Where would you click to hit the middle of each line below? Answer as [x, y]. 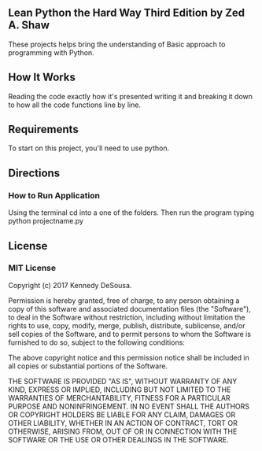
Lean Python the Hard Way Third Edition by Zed [127, 13]
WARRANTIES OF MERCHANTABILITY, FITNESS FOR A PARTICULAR [119, 397]
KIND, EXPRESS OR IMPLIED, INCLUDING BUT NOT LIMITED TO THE [120, 390]
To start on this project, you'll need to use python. [89, 148]
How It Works [42, 78]
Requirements [43, 129]
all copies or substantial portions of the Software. [88, 366]
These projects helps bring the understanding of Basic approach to [117, 44]
